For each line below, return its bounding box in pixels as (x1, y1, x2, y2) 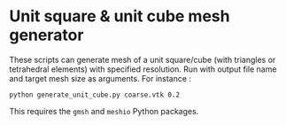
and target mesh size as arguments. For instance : (9, 73, 192, 83)
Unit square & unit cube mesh (9, 6, 230, 27)
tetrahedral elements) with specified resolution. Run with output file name (9, 64, 277, 74)
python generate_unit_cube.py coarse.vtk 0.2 (9, 90, 180, 99)
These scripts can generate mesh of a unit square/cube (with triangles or (9, 54, 276, 65)
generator (9, 25, 84, 45)
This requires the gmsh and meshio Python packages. (9, 105, 199, 116)
